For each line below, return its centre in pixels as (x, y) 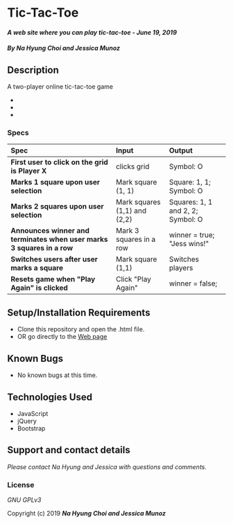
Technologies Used (50, 397)
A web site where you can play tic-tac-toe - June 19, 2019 (92, 32)
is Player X (29, 171)
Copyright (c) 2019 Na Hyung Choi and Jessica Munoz (87, 514)
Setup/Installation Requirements (79, 312)
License (21, 484)
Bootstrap (31, 428)
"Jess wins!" (189, 244)
